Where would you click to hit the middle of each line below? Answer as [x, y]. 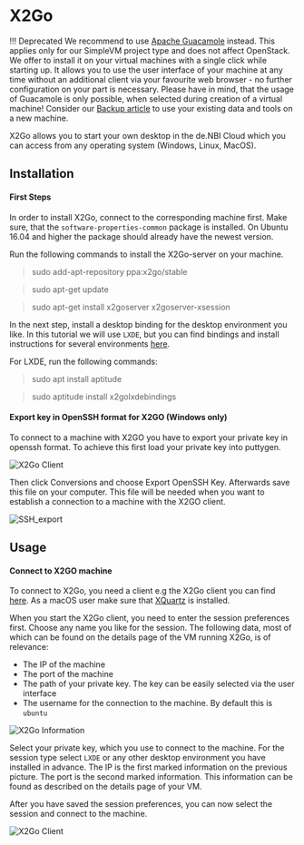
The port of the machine [68, 674]
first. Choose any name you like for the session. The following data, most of [151, 628]
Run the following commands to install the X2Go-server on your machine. [147, 254]
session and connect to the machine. [78, 814]
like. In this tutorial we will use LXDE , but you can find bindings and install [144, 334]
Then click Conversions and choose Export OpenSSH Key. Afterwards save [150, 482]
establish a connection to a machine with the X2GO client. [118, 501]
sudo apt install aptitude [77, 378]
